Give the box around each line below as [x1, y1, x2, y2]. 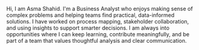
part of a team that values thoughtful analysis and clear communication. [6, 37, 187, 44]
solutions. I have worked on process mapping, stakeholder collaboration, [6, 18, 189, 25]
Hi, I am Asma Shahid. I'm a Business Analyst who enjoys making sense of [6, 5, 194, 12]
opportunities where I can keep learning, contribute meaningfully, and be [6, 31, 190, 38]
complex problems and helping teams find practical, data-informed [6, 11, 175, 19]
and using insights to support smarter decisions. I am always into [6, 24, 170, 31]
